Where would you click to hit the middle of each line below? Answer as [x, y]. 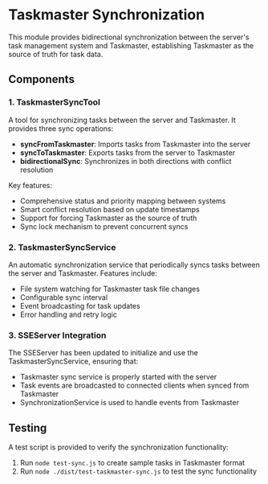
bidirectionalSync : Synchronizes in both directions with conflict [126, 161]
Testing [28, 428]
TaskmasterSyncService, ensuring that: [73, 361]
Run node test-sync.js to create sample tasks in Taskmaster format [132, 463]
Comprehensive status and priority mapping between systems [123, 201]
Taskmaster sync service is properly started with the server [118, 377]
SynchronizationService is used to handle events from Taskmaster [129, 403]
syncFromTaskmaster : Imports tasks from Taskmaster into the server [135, 144]
